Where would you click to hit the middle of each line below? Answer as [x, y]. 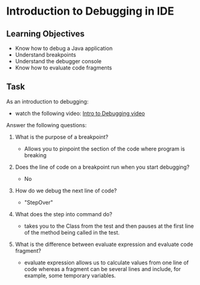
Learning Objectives [46, 34]
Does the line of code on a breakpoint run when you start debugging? [102, 167]
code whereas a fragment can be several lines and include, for [102, 269]
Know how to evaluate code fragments [64, 68]
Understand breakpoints [46, 55]
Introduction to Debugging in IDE [90, 11]
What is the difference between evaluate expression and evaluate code [104, 244]
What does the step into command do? [64, 214]
